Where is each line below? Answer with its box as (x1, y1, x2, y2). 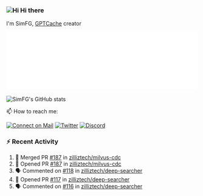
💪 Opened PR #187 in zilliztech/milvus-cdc (15, 160, 122, 167)
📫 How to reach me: (6, 108, 58, 115)
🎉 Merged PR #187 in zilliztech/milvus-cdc (15, 153, 122, 161)
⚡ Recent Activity (6, 138, 59, 146)
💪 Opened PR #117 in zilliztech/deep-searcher (15, 175, 130, 183)
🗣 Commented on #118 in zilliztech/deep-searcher (15, 167, 143, 174)
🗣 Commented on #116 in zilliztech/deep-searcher (15, 183, 143, 190)
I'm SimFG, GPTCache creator (6, 20, 82, 27)
